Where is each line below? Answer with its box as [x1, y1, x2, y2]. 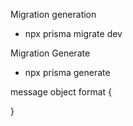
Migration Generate [10, 47, 91, 59]
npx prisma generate [24, 67, 111, 78]
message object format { [10, 86, 113, 98]
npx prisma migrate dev [24, 28, 123, 39]
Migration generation [10, 9, 97, 20]
